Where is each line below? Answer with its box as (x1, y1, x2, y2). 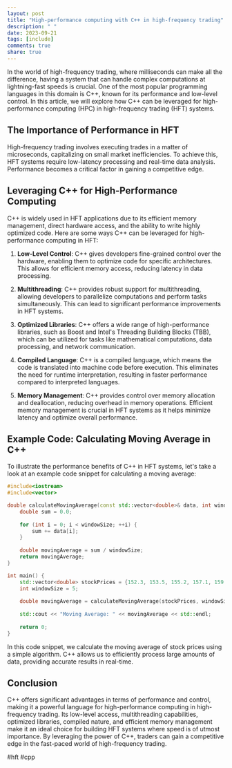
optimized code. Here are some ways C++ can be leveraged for (7, 229, 188, 237)
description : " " (7, 23, 57, 30)
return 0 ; (19, 624, 48, 630)
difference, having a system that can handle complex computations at (7, 75, 206, 83)
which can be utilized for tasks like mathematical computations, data (17, 335, 213, 343)
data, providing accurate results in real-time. (7, 657, 133, 666)
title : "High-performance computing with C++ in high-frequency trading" (7, 17, 224, 24)
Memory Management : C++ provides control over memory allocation (17, 391, 215, 400)
